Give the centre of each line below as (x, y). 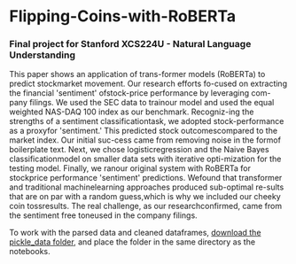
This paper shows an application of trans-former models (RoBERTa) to (137, 74)
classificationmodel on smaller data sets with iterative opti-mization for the (145, 159)
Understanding (43, 55)
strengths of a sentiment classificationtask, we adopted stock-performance (147, 121)
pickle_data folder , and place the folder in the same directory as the (132, 242)
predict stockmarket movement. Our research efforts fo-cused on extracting (148, 84)
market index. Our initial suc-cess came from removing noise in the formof (145, 140)
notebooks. (30, 252)
